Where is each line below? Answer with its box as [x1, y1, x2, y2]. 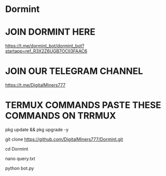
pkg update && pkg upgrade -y [5, 127, 69, 133]
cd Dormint [5, 146, 28, 152]
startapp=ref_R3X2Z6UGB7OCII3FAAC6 [5, 48, 87, 54]
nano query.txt [5, 156, 35, 162]
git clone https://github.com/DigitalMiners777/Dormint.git [5, 136, 123, 142]
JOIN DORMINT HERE [5, 26, 95, 38]
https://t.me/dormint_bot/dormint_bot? [5, 43, 84, 49]
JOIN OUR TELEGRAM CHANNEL [5, 66, 143, 77]
